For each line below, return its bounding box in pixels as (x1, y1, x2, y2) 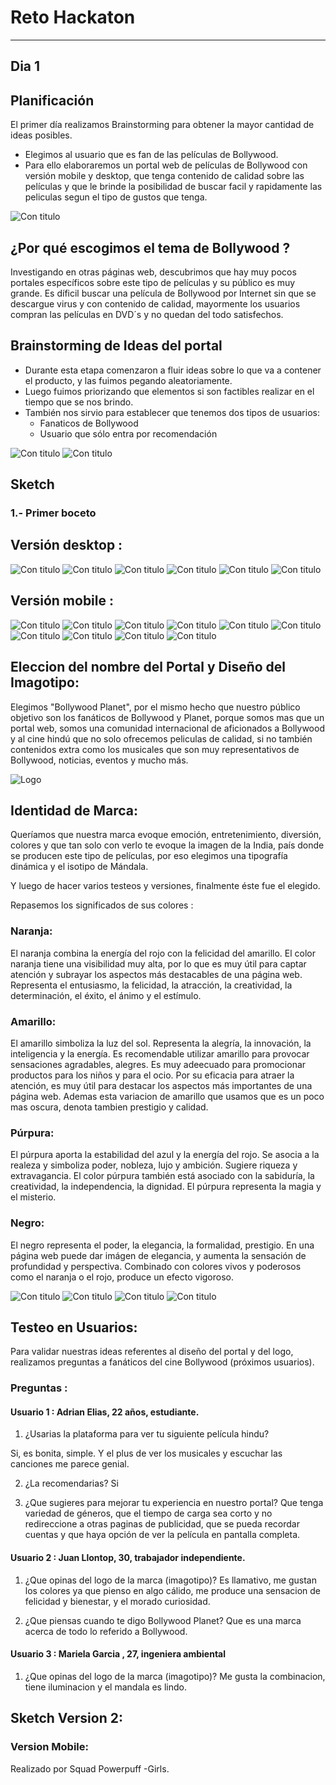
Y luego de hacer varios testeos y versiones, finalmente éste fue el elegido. (10, 880, 321, 892)
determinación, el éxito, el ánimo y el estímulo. (10, 989, 202, 1001)
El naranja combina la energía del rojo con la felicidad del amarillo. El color (10, 947, 316, 959)
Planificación (10, 92, 95, 109)
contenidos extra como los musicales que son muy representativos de (10, 743, 300, 755)
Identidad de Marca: (10, 802, 139, 819)
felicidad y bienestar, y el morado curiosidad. (24, 1595, 211, 1607)
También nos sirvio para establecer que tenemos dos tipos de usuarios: (24, 406, 320, 418)
